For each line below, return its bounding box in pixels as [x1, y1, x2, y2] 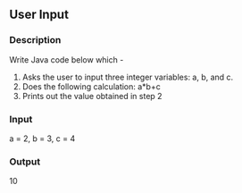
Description [9, 34, 62, 46]
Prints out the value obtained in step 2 [21, 90, 163, 101]
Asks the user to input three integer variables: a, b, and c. [21, 71, 234, 82]
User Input [9, 7, 70, 22]
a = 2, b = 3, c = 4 [9, 133, 76, 144]
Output [9, 155, 41, 168]
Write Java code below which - [9, 54, 124, 65]
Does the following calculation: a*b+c [21, 80, 161, 92]
